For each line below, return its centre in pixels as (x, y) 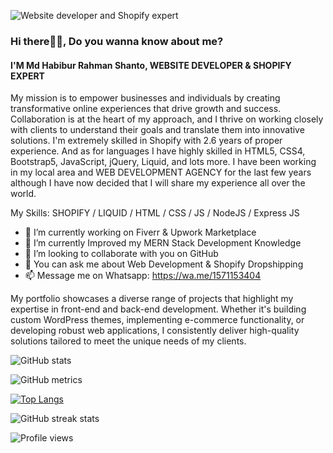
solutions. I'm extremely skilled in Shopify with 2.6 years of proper (146, 141)
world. (23, 194)
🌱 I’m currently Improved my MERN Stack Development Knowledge (163, 243)
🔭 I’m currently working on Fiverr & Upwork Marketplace (140, 232)
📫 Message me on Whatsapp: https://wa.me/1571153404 (143, 276)
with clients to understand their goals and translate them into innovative (157, 130)
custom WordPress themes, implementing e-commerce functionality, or (157, 320)
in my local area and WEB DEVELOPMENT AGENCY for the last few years (161, 172)
